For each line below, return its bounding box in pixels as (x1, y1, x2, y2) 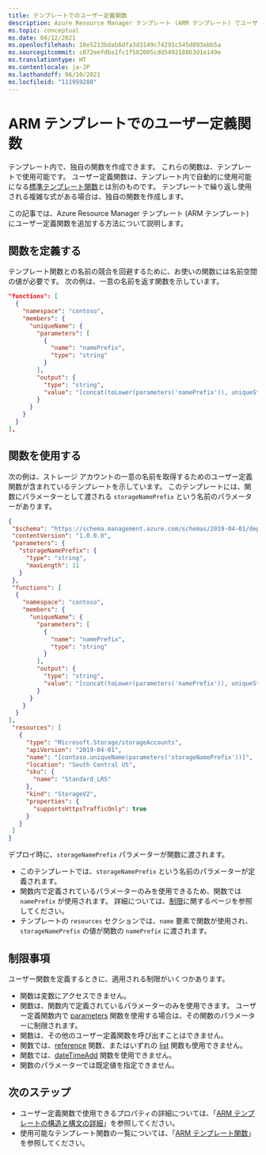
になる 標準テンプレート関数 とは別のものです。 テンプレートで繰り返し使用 (8, 182, 252, 191)
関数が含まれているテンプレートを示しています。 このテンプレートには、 (8, 482, 245, 491)
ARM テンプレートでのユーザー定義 (8, 114, 237, 132)
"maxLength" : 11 (25, 561, 80, 570)
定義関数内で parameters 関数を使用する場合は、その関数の (26, 1011, 222, 1020)
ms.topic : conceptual (8, 26, 80, 34)
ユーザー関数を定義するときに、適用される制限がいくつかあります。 (8, 974, 230, 984)
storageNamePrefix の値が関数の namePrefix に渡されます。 (19, 926, 211, 936)
